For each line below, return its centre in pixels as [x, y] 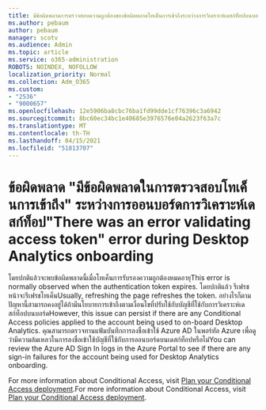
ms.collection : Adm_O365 [49, 82]
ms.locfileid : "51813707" [51, 148]
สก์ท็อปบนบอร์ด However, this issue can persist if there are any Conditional [125, 313]
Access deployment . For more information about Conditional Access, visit [127, 389]
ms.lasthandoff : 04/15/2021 [55, 140]
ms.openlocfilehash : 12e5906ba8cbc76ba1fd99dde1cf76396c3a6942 [115, 112]
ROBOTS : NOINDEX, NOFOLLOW [53, 67]
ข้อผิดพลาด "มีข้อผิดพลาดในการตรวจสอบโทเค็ [128, 187]
